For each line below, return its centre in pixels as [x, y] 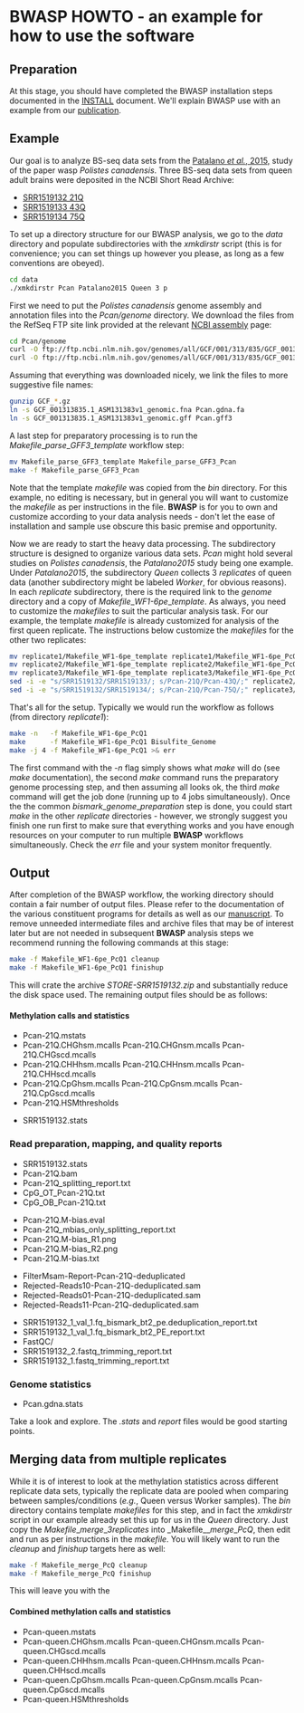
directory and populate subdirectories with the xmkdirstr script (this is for [146, 244]
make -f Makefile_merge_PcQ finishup [81, 1574]
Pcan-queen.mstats [59, 1632]
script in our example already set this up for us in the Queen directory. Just [149, 1519]
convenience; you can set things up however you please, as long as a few [147, 253]
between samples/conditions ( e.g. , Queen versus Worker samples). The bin [150, 1500]
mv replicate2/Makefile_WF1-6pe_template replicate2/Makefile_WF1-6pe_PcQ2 [155, 665]
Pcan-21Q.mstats [54, 1036]
